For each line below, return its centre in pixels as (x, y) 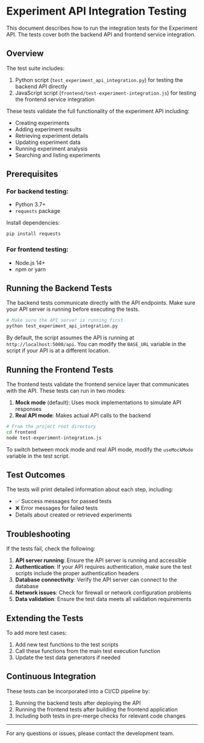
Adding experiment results (48, 129)
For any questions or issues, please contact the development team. (90, 733)
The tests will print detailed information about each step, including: (90, 489)
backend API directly (41, 86)
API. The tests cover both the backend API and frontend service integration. (101, 34)
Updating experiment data (48, 142)
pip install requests (34, 234)
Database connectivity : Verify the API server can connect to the (96, 580)
